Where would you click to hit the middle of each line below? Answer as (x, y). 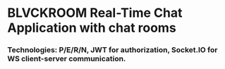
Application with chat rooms (92, 28)
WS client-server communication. (67, 59)
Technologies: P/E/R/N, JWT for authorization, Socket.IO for (112, 50)
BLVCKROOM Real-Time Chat (95, 13)
